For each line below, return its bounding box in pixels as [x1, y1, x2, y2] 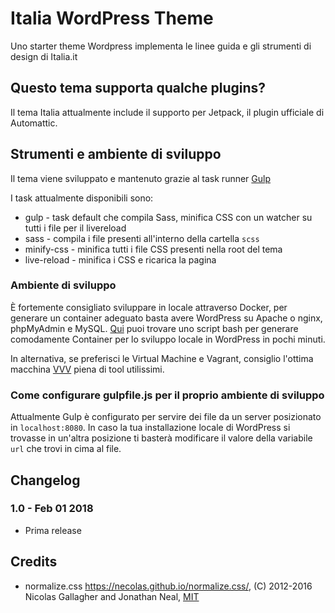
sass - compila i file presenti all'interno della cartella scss [24, 232, 260, 244]
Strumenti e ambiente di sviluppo [10, 146, 222, 163]
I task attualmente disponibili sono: [10, 192, 154, 204]
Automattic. [10, 117, 58, 129]
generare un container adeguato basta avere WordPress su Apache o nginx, [10, 312, 323, 324]
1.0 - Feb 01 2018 [10, 502, 94, 516]
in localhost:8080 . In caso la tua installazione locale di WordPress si [10, 422, 291, 434]
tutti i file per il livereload [24, 222, 127, 234]
